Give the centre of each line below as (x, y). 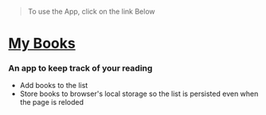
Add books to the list (54, 86)
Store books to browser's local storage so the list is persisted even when (139, 94)
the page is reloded (52, 102)
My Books (42, 44)
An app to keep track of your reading (80, 68)
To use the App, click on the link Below (91, 11)
